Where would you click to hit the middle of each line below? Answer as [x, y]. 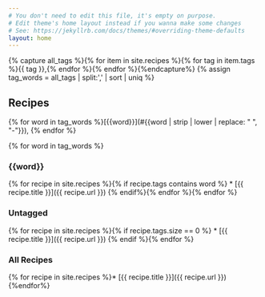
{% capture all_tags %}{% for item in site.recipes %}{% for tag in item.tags [132, 61]
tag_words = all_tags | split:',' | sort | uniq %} [81, 77]
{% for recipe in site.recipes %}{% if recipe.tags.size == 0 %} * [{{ [118, 230]
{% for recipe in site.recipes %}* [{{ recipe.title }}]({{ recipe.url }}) [117, 277]
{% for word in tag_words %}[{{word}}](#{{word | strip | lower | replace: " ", [133, 122]
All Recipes [31, 259]
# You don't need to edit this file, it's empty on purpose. [112, 16]
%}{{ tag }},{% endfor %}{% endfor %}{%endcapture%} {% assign [119, 69]
